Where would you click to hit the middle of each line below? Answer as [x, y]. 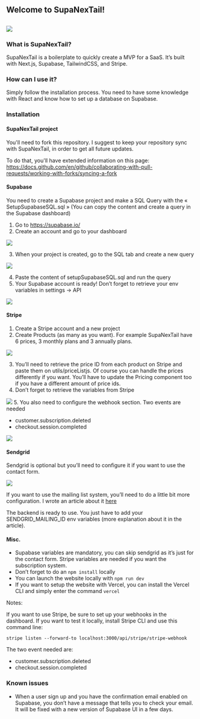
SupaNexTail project [32, 128]
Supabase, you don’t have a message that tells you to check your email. [104, 703]
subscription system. [41, 565]
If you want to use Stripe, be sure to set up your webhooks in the [87, 615]
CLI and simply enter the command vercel [67, 591]
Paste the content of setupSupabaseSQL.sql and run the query [93, 277]
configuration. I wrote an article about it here [62, 501]
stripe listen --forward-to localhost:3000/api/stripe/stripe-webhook [97, 638]
